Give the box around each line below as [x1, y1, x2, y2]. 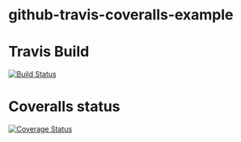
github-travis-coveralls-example [8, 6, 234, 24]
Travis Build [8, 43, 90, 61]
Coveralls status [8, 98, 120, 116]
